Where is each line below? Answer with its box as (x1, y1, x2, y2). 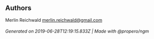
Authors (5, 4, 32, 12)
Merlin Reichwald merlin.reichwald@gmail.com (5, 17, 102, 23)
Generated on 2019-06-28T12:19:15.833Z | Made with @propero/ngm (5, 28, 149, 34)
